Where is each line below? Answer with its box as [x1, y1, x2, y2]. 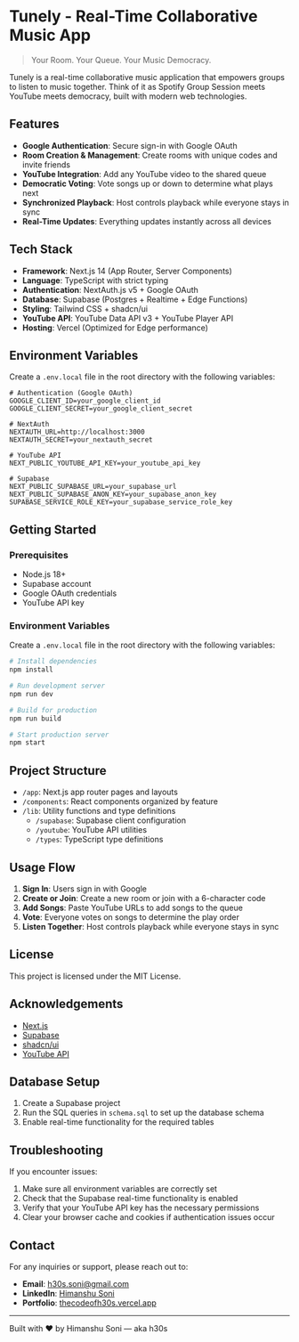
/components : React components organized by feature [21, 796, 218, 807]
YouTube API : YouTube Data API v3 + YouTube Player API [21, 313, 234, 323]
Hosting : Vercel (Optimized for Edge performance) [21, 322, 209, 333]
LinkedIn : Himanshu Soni [21, 1289, 115, 1299]
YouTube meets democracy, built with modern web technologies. [9, 91, 247, 102]
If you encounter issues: [9, 1167, 98, 1177]
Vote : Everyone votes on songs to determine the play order [21, 911, 240, 923]
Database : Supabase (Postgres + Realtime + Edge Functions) [21, 294, 248, 305]
